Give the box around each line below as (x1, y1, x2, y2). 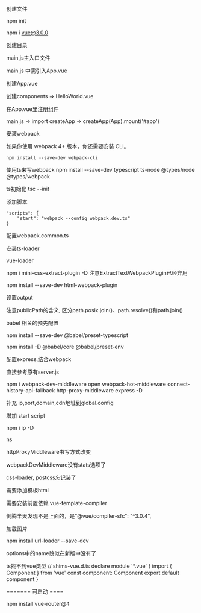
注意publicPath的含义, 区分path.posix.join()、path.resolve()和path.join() (6, 307, 184, 313)
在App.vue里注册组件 (6, 105, 59, 113)
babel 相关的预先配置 (6, 319, 59, 327)
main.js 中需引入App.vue (6, 67, 67, 74)
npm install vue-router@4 (6, 600, 70, 607)
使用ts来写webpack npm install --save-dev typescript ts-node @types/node (6, 166, 195, 173)
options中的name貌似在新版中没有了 (6, 550, 97, 556)
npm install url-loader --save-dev (6, 537, 89, 544)
